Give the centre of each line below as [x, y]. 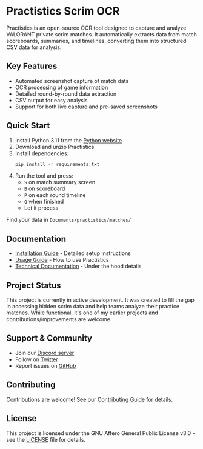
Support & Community [49, 338]
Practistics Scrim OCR [63, 11]
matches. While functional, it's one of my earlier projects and [82, 313]
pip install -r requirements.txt [57, 164]
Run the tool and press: [44, 176]
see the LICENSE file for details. [46, 439]
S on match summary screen [60, 182]
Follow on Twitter [37, 359]
